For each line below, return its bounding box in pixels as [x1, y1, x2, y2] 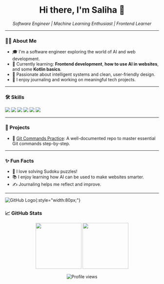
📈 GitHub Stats [5, 210, 42, 217]
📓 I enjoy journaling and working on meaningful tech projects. [12, 77, 136, 83]
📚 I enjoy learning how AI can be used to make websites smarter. [12, 174, 144, 180]
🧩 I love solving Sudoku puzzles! [12, 168, 78, 174]
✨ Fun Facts [5, 157, 34, 164]
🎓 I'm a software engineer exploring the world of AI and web [12, 49, 136, 55]
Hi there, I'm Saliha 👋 [39, 4, 125, 16]
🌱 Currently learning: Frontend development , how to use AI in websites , [12, 61, 159, 67]
